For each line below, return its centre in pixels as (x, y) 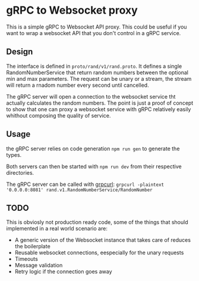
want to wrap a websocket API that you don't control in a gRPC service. (94, 33)
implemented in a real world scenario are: (57, 229)
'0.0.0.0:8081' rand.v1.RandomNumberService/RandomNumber (79, 190)
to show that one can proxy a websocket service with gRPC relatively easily (99, 109)
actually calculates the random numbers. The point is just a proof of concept (100, 103)
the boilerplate (32, 247)
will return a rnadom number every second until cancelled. (78, 85)
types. (14, 154)
